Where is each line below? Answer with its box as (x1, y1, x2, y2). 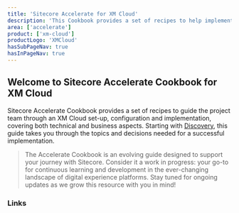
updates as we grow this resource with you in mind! (24, 180, 176, 189)
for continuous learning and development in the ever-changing (24, 165, 208, 174)
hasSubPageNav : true (7, 43, 69, 50)
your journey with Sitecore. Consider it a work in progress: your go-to (24, 158, 229, 166)
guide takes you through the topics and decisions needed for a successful (7, 129, 225, 137)
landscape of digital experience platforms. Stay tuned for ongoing (24, 173, 218, 181)
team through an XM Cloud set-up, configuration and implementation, (7, 114, 212, 122)
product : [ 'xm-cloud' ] (7, 30, 75, 38)
